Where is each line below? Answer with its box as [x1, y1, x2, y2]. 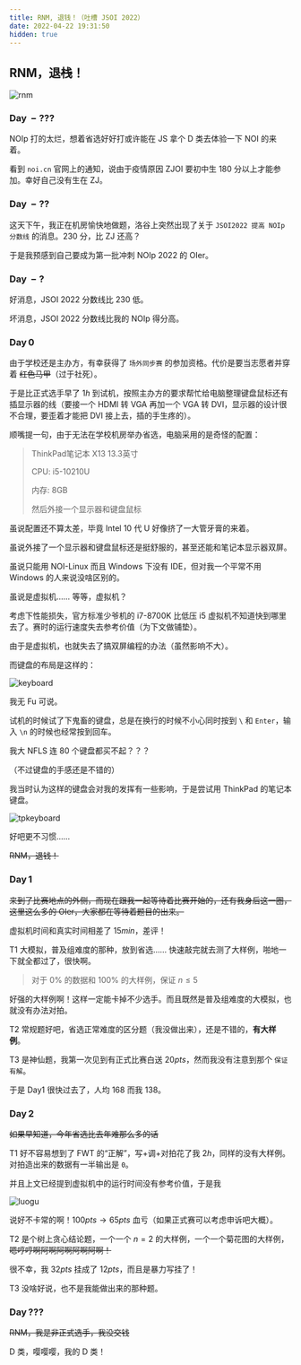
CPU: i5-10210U [30, 466, 90, 477]
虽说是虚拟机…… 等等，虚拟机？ [9, 591, 128, 602]
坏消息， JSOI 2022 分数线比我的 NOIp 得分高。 [9, 313, 185, 324]
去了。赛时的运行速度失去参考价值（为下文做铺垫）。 [9, 622, 202, 632]
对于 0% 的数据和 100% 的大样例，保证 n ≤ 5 [30, 974, 199, 985]
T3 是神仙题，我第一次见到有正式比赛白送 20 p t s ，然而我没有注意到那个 [9, 1054, 273, 1065]
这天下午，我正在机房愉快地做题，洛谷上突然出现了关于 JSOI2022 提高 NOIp [9, 219, 285, 230]
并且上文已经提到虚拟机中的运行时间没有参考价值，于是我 [9, 1178, 221, 1188]
